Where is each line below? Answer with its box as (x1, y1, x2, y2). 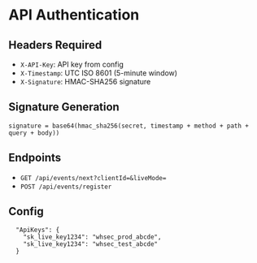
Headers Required (8, 38, 102, 52)
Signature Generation (8, 100, 120, 114)
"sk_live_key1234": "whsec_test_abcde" (23, 240, 159, 248)
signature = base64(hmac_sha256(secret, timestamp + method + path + (8, 122, 250, 130)
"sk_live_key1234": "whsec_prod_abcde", (23, 233, 162, 241)
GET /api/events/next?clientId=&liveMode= (20, 174, 167, 182)
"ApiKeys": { (15, 226, 60, 235)
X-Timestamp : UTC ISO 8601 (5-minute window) (20, 68, 177, 78)
